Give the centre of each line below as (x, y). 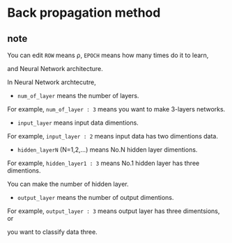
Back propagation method (84, 13)
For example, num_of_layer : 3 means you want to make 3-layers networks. (116, 109)
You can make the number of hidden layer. (68, 184)
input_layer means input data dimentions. (78, 123)
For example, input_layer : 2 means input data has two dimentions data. (113, 136)
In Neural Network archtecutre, (52, 82)
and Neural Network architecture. (55, 69)
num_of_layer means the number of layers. (78, 96)
